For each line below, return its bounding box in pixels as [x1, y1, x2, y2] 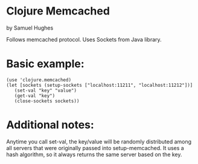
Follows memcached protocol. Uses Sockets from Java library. [6, 36, 162, 43]
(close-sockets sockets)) [14, 98, 80, 104]
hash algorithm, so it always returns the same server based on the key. [6, 151, 182, 158]
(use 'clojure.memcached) [6, 77, 71, 83]
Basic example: [6, 57, 85, 71]
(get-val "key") [14, 92, 56, 99]
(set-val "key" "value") [14, 87, 77, 93]
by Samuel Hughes [6, 24, 54, 31]
